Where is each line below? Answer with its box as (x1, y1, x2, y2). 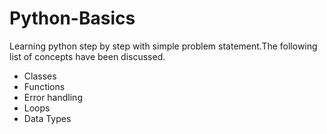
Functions (23, 80, 66, 92)
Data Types (23, 112, 72, 124)
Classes (23, 70, 57, 82)
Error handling (23, 91, 83, 103)
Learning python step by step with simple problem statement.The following (9, 40, 318, 52)
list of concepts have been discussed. (9, 50, 166, 62)
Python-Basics (9, 7, 136, 30)
